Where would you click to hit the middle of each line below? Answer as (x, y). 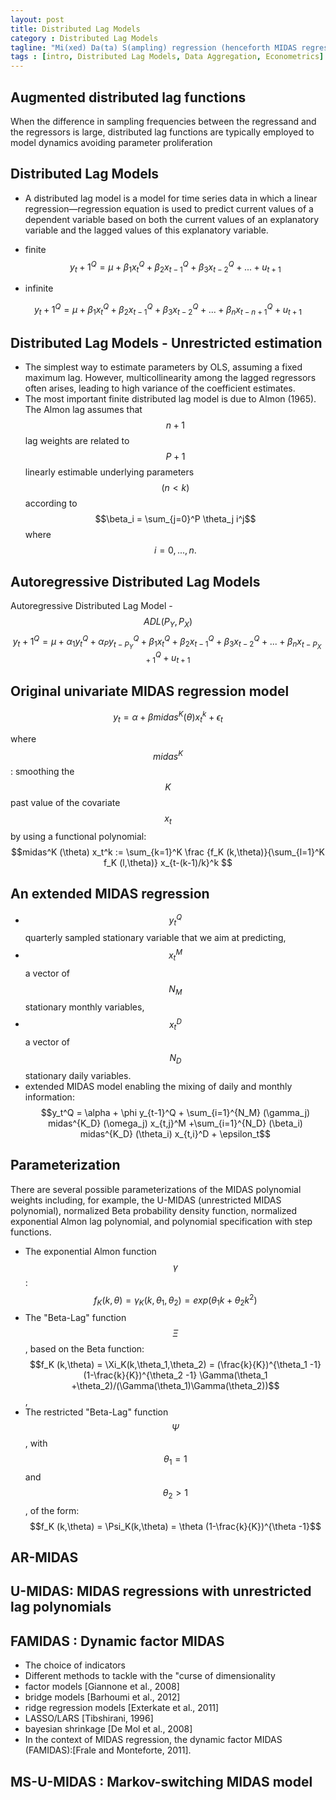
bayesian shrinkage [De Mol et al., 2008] (108, 1729)
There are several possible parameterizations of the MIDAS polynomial (156, 1189)
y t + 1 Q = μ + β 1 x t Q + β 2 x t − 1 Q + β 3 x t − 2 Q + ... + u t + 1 (175, 267)
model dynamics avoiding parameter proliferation (111, 142)
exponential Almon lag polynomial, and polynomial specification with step (161, 1221)
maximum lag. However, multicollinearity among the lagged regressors (170, 378)
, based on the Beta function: (84, 1349)
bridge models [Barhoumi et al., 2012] (102, 1697)
